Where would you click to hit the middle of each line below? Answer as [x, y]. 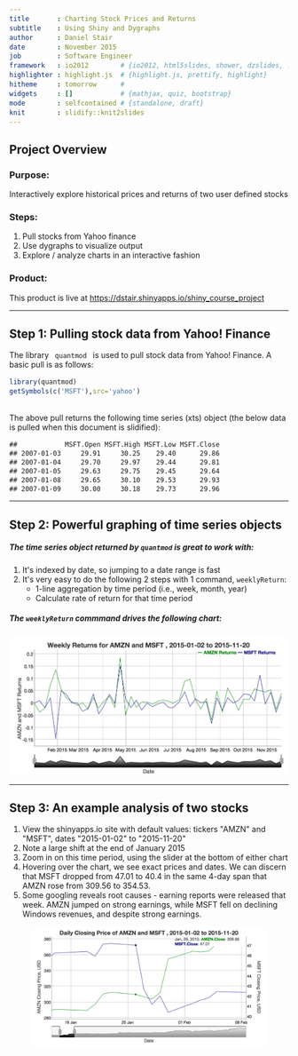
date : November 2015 [63, 47]
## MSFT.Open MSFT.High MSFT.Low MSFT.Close [114, 445]
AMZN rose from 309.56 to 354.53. [86, 886]
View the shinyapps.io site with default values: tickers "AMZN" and [144, 830]
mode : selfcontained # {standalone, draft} [106, 103]
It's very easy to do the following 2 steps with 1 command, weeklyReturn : [154, 579]
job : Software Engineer [71, 56]
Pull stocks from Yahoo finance [79, 236]
